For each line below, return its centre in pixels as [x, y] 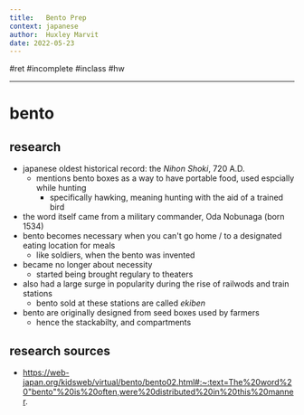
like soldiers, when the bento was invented [115, 255]
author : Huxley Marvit [54, 34]
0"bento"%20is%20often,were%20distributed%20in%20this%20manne [158, 392]
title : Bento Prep [48, 18]
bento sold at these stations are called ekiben [121, 303]
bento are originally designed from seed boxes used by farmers [141, 313]
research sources [60, 350]
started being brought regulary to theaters [114, 274]
